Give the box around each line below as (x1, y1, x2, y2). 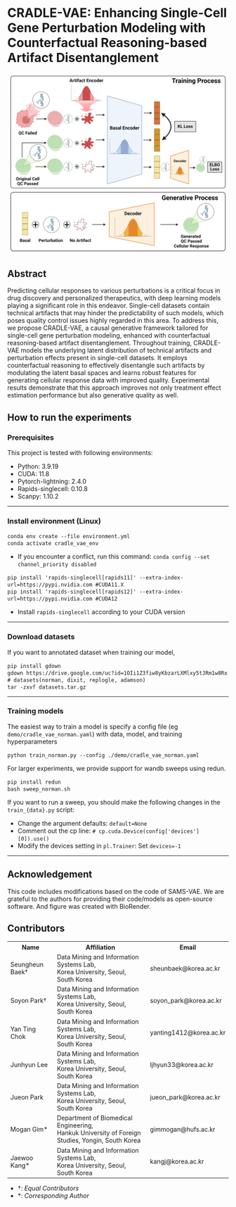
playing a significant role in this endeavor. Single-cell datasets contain (7, 301, 210, 310)
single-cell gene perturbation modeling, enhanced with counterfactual (7, 331, 211, 340)
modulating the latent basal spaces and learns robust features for (7, 369, 197, 377)
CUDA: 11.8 (17, 469, 50, 478)
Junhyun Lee (10, 1061, 48, 1069)
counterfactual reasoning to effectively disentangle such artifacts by (7, 361, 205, 370)
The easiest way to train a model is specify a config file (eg (7, 722, 178, 731)
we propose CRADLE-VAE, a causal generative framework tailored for (7, 324, 209, 332)
